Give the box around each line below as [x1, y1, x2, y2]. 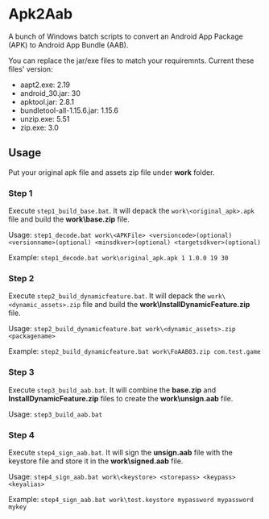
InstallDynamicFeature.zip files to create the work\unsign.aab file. [8, 393, 234, 403]
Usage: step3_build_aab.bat [8, 409, 103, 419]
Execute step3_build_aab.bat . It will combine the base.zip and [8, 384, 216, 395]
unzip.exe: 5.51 [19, 114, 70, 123]
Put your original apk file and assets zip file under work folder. [8, 167, 215, 177]
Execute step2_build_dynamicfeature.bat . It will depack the [8, 291, 206, 301]
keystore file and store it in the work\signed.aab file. [8, 456, 184, 466]
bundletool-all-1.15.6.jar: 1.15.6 [19, 106, 119, 115]
